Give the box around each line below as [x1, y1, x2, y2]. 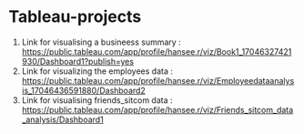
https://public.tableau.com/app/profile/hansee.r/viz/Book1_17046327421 [21, 46, 292, 57]
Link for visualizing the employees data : [21, 66, 174, 77]
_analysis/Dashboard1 [21, 114, 104, 125]
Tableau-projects [8, 6, 142, 27]
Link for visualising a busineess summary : [21, 36, 181, 47]
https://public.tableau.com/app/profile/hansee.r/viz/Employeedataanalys [21, 75, 295, 86]
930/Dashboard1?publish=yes [21, 56, 134, 67]
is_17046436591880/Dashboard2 [21, 85, 147, 96]
